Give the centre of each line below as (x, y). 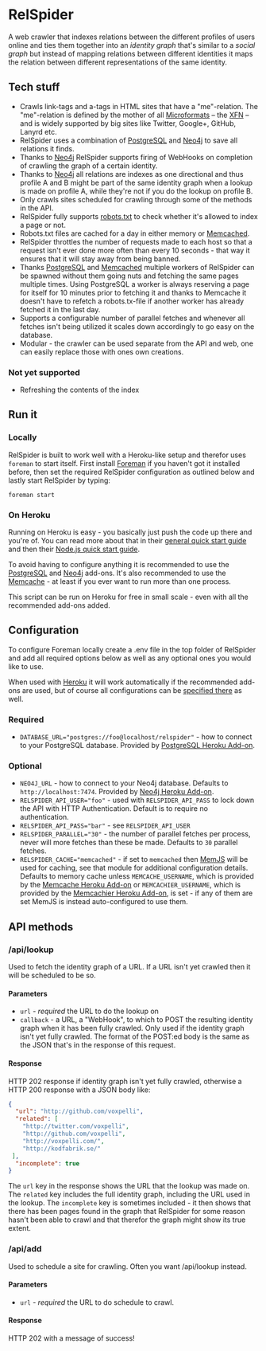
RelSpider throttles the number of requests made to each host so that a (136, 241)
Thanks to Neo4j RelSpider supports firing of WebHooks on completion (136, 157)
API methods (41, 927)
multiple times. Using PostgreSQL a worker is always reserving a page (135, 284)
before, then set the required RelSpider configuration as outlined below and (132, 472)
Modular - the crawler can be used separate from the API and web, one (137, 343)
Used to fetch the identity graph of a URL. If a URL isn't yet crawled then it (129, 967)
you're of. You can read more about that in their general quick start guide (127, 541)
